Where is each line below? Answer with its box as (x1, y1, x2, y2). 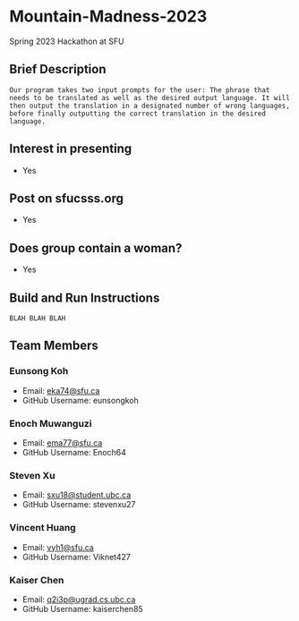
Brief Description (9, 62, 107, 77)
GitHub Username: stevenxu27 (21, 499, 136, 510)
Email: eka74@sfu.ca (21, 385, 100, 396)
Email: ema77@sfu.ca (21, 437, 103, 448)
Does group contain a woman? (9, 240, 183, 256)
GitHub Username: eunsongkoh (21, 395, 139, 405)
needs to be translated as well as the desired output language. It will (9, 93, 291, 102)
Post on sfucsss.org (9, 191, 124, 206)
